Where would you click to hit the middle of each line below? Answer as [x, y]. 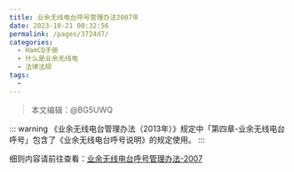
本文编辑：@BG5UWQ [72, 109]
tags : [19, 75]
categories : [31, 42]
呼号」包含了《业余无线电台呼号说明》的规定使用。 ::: [107, 139]
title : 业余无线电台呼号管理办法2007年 [74, 17]
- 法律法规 [35, 67]
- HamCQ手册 [38, 51]
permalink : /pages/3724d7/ [59, 34]
